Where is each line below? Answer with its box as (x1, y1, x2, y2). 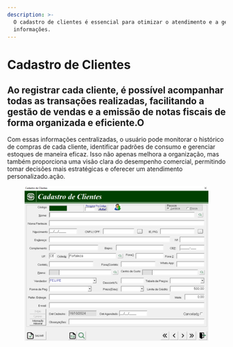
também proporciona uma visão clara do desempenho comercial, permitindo (7, 157, 226, 166)
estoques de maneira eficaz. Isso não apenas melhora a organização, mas (7, 150, 220, 159)
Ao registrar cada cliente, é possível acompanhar (7, 84, 224, 96)
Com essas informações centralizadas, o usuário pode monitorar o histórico (7, 136, 224, 144)
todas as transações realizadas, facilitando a (7, 95, 205, 107)
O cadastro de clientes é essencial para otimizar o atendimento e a (13, 18, 218, 26)
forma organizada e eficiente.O (7, 117, 144, 129)
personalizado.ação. (7, 172, 66, 181)
